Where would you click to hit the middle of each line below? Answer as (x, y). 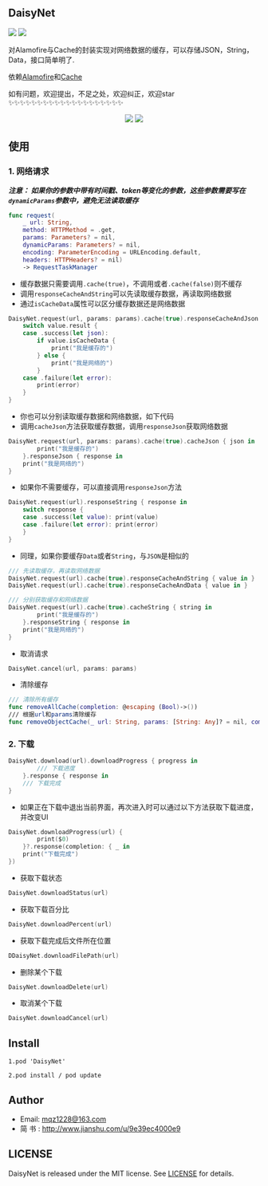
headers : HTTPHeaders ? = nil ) (73, 260)
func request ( (32, 215)
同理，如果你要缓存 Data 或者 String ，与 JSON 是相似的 (104, 556)
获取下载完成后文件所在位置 (65, 940)
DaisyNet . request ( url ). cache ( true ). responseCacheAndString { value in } (132, 578)
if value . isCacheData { (76, 341)
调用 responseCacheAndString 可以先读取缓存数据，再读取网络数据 (126, 294)
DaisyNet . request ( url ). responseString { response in (98, 502)
